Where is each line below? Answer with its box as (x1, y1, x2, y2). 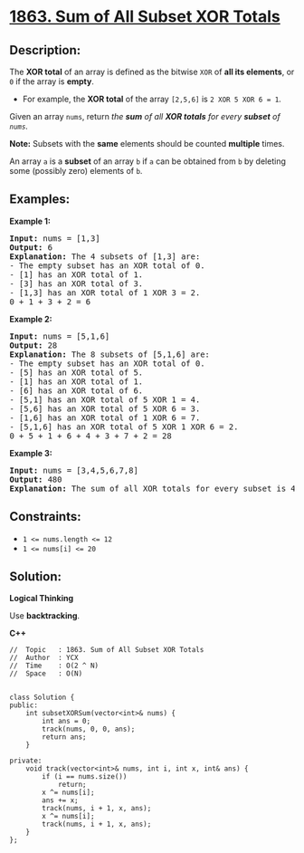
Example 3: (9, 447, 52, 458)
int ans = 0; (42, 717, 91, 726)
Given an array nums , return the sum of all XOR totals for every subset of (9, 111, 280, 121)
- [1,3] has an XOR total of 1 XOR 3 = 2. (9, 287, 201, 298)
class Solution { (9, 693, 75, 703)
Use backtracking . (9, 610, 80, 621)
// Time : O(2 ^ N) (9, 661, 100, 671)
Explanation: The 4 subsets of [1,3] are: (9, 251, 201, 262)
